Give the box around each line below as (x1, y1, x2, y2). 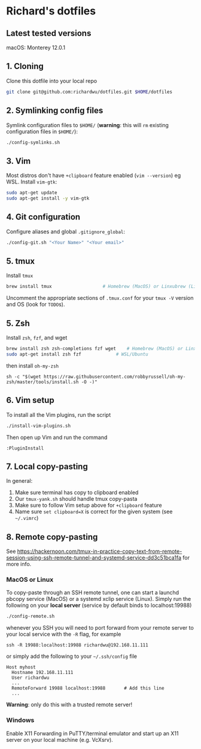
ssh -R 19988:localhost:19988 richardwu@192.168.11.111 (6, 642, 148, 648)
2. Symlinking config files (6, 106, 103, 116)
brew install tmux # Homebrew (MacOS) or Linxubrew (6, 284, 186, 290)
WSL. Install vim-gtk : (6, 178, 57, 185)
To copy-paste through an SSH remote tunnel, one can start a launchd (6, 589, 179, 596)
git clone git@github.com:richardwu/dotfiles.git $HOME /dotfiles (6, 89, 172, 95)
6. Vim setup (6, 395, 55, 405)
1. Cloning (6, 61, 44, 71)
